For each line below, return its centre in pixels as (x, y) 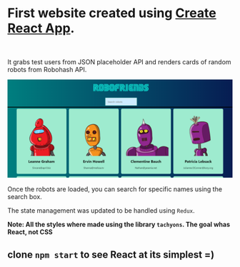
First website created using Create (112, 13)
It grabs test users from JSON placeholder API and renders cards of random (119, 61)
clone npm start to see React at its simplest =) (111, 255)
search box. (25, 197)
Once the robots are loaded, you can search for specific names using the (115, 189)
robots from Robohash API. (47, 69)
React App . (41, 28)
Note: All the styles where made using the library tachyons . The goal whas (119, 225)
